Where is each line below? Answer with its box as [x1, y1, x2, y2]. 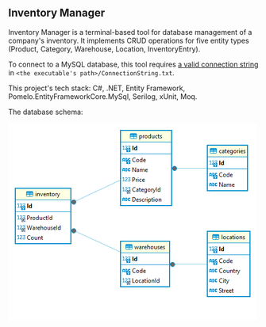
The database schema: [8, 107, 83, 116]
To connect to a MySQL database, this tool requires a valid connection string [8, 59, 259, 69]
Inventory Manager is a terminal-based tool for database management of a [8, 27, 253, 36]
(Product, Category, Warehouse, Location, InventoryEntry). [8, 44, 201, 54]
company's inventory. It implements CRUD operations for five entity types [8, 36, 249, 45]
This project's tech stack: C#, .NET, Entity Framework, [8, 83, 185, 93]
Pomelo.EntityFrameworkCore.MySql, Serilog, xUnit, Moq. [8, 91, 198, 101]
